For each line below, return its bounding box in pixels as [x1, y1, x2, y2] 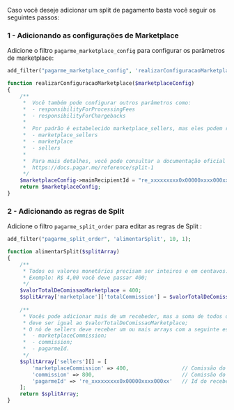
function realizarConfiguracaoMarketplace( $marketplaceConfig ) [7, 80, 195, 87]
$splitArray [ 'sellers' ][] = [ [19, 358, 108, 365]
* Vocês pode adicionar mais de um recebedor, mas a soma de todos [22, 313, 223, 320]
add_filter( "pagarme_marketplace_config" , [7, 68, 132, 74]
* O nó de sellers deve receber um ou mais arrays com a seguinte [22, 326, 219, 333]
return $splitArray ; [19, 391, 79, 397]
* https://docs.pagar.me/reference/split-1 [22, 164, 155, 171]
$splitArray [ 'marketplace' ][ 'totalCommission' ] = [19, 294, 167, 301]
